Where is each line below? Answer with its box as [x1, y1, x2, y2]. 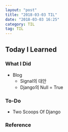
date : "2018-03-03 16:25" [5, 17, 59, 22]
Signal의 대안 [20, 78, 47, 84]
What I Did [5, 60, 31, 68]
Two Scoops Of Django [12, 109, 61, 115]
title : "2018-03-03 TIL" [5, 12, 57, 17]
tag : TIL [5, 26, 24, 31]
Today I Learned [5, 45, 57, 54]
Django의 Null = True [20, 84, 63, 90]
